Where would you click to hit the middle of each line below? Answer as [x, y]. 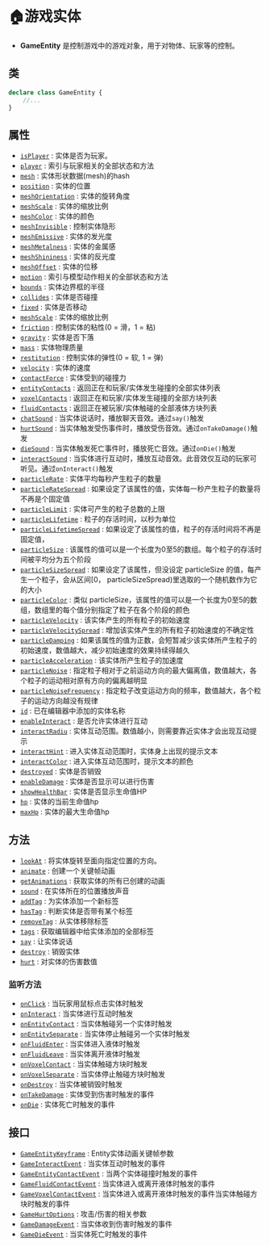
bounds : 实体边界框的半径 [62, 287]
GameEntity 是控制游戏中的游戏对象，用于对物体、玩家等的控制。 [129, 45]
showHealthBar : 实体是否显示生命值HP [83, 791]
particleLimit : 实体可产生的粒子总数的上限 [92, 509]
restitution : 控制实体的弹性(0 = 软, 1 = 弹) [91, 358]
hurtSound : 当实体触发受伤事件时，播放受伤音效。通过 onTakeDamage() [135, 428]
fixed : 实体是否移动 [53, 307]
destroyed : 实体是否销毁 [61, 771]
